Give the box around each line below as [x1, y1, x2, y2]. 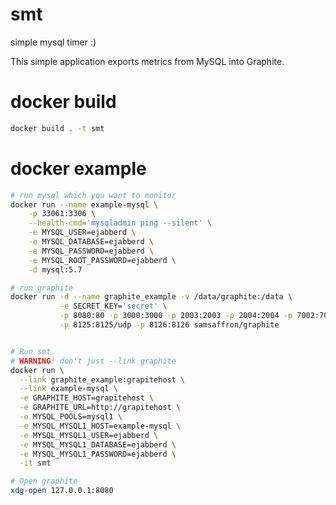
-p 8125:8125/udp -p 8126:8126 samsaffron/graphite [59, 320, 280, 330]
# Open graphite [10, 476, 78, 487]
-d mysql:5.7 [28, 264, 83, 275]
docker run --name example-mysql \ [10, 199, 159, 210]
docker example [10, 157, 147, 180]
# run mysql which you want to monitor [10, 190, 177, 200]
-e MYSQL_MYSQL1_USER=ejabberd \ [19, 430, 159, 440]
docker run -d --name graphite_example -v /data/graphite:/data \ [10, 292, 293, 302]
